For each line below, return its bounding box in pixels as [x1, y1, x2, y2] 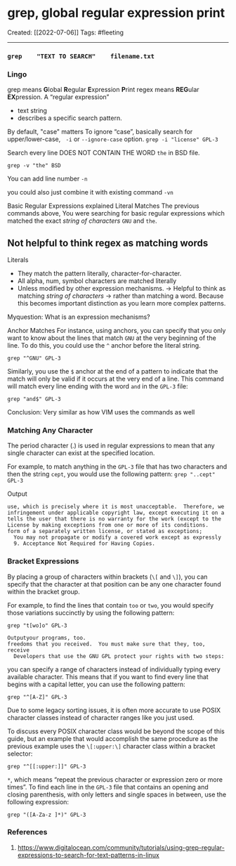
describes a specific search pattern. [17, 114, 122, 122]
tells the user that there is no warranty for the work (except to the [7, 516, 221, 523]
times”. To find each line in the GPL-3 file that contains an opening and [7, 782, 209, 791]
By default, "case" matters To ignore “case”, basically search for [7, 128, 193, 136]
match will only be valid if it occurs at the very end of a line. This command [7, 374, 225, 383]
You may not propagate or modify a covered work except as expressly [13, 534, 221, 542]
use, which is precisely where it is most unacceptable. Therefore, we [7, 504, 225, 511]
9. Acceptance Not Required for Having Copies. [13, 540, 156, 547]
